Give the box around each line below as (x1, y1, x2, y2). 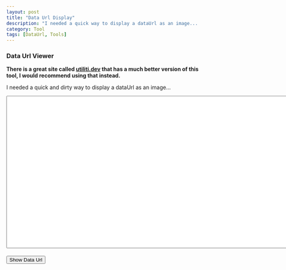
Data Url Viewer (6, 52, 54, 60)
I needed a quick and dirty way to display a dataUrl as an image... (6, 83, 171, 91)
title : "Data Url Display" (6, 15, 75, 21)
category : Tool (6, 26, 45, 32)
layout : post (6, 9, 40, 15)
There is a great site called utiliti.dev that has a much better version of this (6, 65, 199, 73)
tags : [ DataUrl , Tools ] (6, 32, 67, 38)
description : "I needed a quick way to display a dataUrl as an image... (6, 20, 199, 26)
